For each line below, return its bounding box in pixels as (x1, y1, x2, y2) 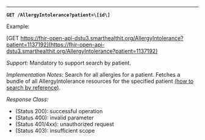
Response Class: (6, 96, 49, 103)
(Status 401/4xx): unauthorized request (15, 121, 114, 128)
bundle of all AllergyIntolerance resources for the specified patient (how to (6, 77, 194, 85)
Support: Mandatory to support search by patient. (6, 59, 131, 66)
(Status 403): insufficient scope (15, 127, 95, 134)
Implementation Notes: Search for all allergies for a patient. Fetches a (6, 71, 181, 78)
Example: (6, 23, 30, 30)
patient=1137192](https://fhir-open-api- (6, 41, 105, 48)
